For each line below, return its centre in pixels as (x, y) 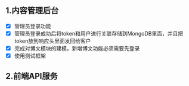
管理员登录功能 (32, 26)
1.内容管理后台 (32, 11)
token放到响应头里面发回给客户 (52, 41)
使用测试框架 (30, 56)
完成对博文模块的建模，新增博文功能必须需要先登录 (77, 48)
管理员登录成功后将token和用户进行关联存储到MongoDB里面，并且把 (98, 33)
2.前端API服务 (32, 76)
